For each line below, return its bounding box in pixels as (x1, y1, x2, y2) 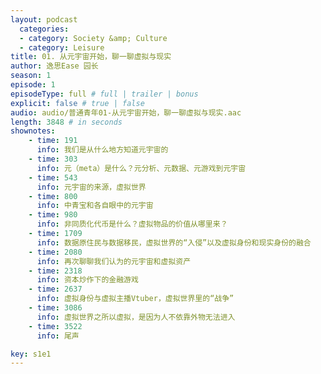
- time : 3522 (28, 321, 83, 331)
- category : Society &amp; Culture (19, 33, 168, 43)
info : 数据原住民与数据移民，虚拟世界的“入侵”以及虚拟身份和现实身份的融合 (36, 237, 312, 248)
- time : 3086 (28, 303, 83, 313)
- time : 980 (28, 210, 78, 220)
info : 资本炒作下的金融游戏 (36, 275, 139, 285)
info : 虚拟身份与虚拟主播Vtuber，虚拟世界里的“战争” (36, 294, 235, 304)
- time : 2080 (28, 247, 83, 257)
